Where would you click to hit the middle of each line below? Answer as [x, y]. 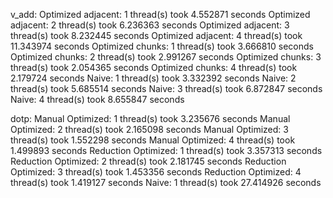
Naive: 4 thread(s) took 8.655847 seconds [97, 99]
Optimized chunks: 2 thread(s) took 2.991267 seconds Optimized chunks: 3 [166, 57]
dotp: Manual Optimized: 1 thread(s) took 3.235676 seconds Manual [150, 118]
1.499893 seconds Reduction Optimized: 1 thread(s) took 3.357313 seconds [166, 150]
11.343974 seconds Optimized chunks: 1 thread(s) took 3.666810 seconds [162, 46]
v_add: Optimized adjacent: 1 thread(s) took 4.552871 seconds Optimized [160, 14]
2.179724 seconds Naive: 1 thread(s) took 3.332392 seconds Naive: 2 [153, 78]
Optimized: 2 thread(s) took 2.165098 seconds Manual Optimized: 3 [149, 129]
